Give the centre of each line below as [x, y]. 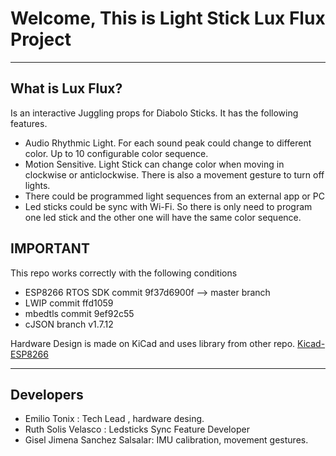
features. [29, 123]
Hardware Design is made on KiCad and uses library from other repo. [153, 343]
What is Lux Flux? [66, 88]
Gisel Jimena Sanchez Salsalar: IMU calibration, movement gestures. [166, 440]
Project [41, 39]
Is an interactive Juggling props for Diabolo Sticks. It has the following [154, 113]
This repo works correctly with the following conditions [124, 273]
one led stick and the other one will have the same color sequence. [163, 217]
